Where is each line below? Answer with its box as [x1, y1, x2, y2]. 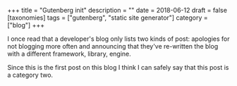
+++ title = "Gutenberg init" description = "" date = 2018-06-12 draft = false [7, 6, 228, 14]
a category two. [7, 70, 54, 79]
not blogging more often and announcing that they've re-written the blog [7, 42, 219, 50]
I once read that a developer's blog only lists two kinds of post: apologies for [7, 35, 230, 43]
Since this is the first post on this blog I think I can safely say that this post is [7, 63, 229, 71]
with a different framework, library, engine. [7, 49, 132, 58]
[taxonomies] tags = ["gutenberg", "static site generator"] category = [7, 13, 208, 22]
